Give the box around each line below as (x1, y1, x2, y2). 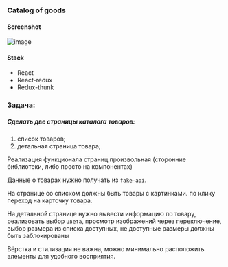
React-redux (16, 76, 53, 84)
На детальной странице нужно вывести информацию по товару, (7, 210, 196, 218)
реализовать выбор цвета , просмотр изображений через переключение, (7, 217, 222, 225)
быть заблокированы (7, 232, 69, 240)
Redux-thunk (16, 83, 54, 91)
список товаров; (16, 135, 66, 143)
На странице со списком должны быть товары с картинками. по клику (7, 189, 216, 198)
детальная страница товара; (16, 142, 101, 150)
